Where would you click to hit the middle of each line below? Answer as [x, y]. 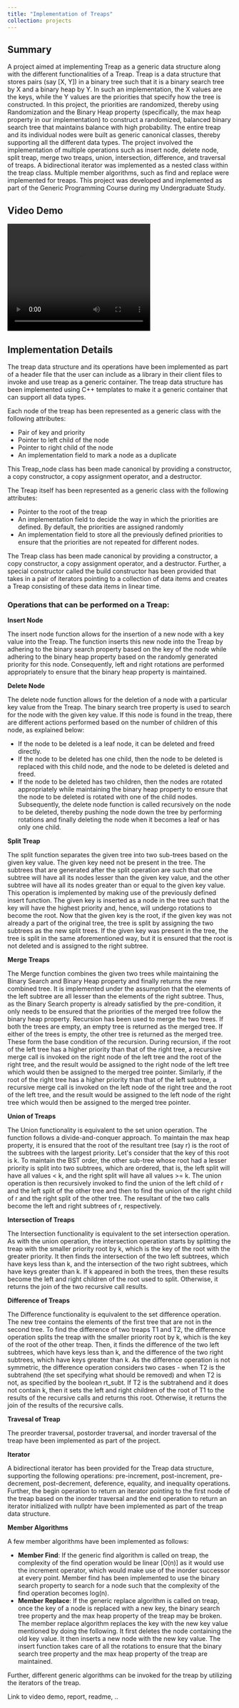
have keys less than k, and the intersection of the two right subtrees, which [118, 1264]
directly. [30, 752]
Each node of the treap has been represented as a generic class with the [114, 410]
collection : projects [40, 21]
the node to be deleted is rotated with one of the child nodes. [107, 797]
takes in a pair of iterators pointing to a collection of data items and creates [118, 578]
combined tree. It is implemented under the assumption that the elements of [119, 989]
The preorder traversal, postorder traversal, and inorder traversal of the [112, 1433]
